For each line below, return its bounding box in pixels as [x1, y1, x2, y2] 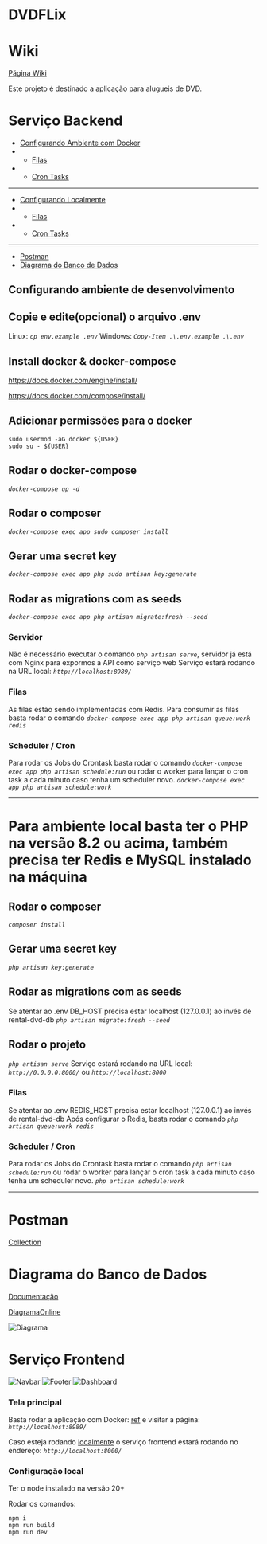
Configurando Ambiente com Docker [19, 138, 141, 148]
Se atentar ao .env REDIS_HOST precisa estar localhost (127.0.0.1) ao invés [8, 1105, 252, 1115]
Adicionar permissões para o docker [8, 414, 192, 428]
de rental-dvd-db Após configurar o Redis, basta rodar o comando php [8, 1114, 238, 1123]
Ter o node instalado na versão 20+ [8, 1483, 126, 1493]
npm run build [8, 1522, 56, 1530]
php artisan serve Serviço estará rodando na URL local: [8, 1059, 193, 1068]
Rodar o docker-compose [8, 464, 137, 477]
